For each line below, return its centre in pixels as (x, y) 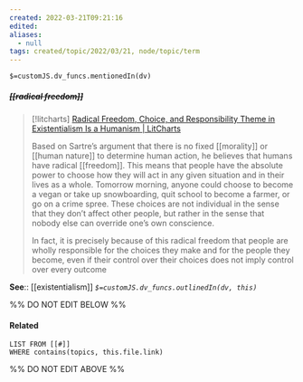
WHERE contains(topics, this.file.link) (87, 353)
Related (24, 325)
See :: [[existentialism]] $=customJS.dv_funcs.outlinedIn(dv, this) (133, 287)
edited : (24, 26)
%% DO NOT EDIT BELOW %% (68, 305)
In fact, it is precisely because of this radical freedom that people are (160, 241)
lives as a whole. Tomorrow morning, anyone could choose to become (162, 185)
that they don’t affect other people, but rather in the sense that (148, 214)
